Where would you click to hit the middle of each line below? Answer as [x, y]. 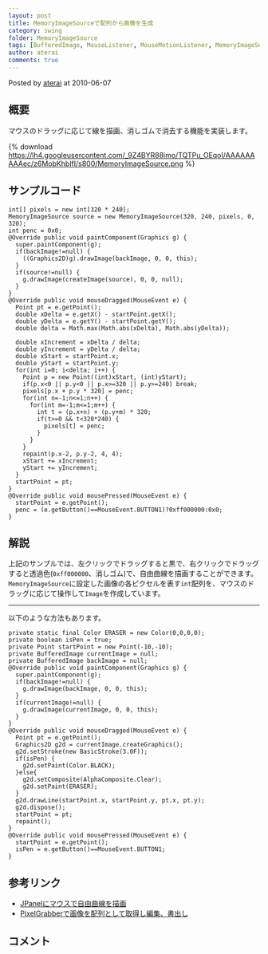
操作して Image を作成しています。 [111, 593]
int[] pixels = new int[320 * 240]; [69, 209]
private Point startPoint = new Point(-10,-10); [91, 647]
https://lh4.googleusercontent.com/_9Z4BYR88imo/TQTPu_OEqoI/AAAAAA [132, 155]
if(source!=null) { [48, 272]
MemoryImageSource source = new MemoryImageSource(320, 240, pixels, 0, [132, 216]
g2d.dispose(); [41, 808]
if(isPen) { [35, 759]
